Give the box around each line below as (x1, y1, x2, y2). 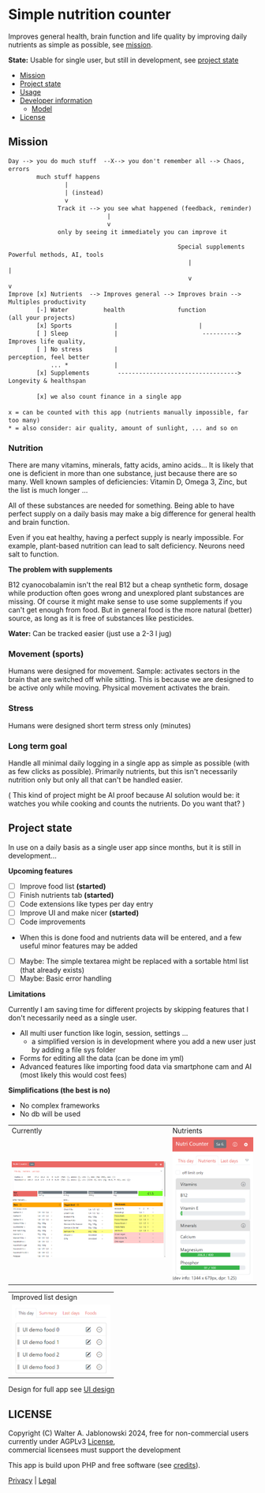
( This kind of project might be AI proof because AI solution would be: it (8, 790, 241, 799)
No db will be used (19, 1109, 81, 1119)
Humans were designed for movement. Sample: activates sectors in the (8, 666, 241, 676)
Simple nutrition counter (8, 6, 171, 24)
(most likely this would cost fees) (19, 1070, 128, 1080)
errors (8, 165, 30, 173)
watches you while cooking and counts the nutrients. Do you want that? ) (8, 799, 245, 808)
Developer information (19, 95, 93, 105)
